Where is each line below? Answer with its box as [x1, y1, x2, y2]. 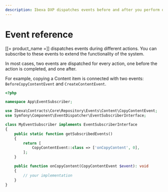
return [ [23, 140, 41, 145]
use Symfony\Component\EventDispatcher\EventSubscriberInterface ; [5, 113, 146, 118]
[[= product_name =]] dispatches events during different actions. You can [5, 45, 157, 51]
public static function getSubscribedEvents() [14, 131, 113, 136]
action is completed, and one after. [5, 65, 77, 71]
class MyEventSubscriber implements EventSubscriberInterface [5, 122, 137, 127]
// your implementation [23, 173, 72, 178]
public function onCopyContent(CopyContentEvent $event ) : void [14, 163, 149, 169]
